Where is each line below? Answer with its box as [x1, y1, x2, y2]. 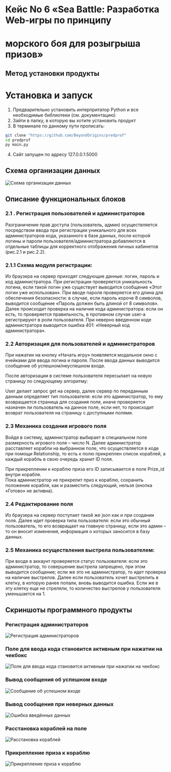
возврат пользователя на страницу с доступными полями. [5, 410, 134, 416]
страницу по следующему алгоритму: [5, 378, 88, 384]
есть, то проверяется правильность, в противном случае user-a [5, 311, 146, 318]
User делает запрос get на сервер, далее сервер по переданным [5, 388, 148, 394]
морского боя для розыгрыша [5, 38, 141, 50]
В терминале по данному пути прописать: [12, 123, 105, 129]
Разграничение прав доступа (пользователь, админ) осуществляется [5, 222, 158, 228]
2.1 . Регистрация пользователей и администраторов [5, 210, 145, 217]
